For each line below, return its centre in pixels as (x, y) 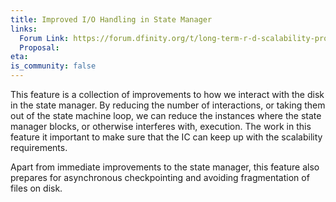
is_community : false (53, 66)
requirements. (39, 147)
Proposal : (39, 47)
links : (24, 29)
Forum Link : (44, 38)
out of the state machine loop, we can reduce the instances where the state (166, 115)
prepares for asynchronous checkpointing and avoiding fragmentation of (160, 177)
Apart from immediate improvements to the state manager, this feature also (165, 167)
